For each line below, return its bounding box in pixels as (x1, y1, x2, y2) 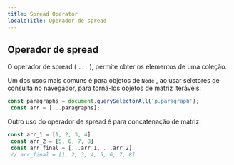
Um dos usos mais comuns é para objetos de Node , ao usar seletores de (7, 76, 220, 85)
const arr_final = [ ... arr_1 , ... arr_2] (10, 144, 133, 151)
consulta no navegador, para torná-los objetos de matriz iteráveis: (7, 84, 202, 93)
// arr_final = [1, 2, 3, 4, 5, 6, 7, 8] (10, 151, 136, 158)
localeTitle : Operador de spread (7, 17, 107, 24)
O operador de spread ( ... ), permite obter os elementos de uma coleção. (7, 62, 227, 71)
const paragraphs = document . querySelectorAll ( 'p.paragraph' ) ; (7, 98, 200, 105)
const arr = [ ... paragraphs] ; (10, 104, 101, 111)
